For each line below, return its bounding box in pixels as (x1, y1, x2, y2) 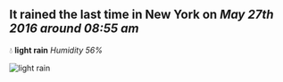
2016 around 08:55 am (9, 21, 139, 37)
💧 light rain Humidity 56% (9, 45, 103, 55)
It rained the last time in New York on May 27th (9, 7, 274, 22)
